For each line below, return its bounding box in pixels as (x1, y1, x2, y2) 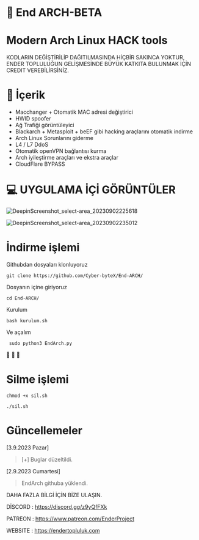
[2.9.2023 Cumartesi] (6, 467, 61, 475)
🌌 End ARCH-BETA (6, 6, 103, 20)
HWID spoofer (15, 115, 51, 122)
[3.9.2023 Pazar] (6, 443, 49, 451)
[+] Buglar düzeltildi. (21, 456, 73, 463)
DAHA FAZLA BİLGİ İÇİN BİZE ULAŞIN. (6, 491, 103, 498)
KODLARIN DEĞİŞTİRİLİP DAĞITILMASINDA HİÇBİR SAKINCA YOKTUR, (6, 54, 185, 61)
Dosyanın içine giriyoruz (6, 283, 67, 290)
